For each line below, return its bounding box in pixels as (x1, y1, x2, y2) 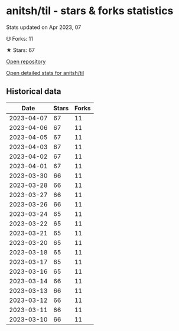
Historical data (6, 87, 61, 97)
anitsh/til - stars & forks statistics (6, 4, 174, 18)
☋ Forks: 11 (6, 35, 34, 42)
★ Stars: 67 (6, 46, 35, 54)
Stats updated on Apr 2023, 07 (6, 24, 82, 31)
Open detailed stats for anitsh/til (6, 69, 84, 76)
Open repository (6, 58, 46, 65)
